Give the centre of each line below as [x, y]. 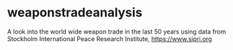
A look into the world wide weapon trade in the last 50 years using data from [116, 32]
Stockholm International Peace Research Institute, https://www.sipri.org [110, 38]
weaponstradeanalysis [75, 13]
